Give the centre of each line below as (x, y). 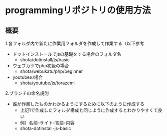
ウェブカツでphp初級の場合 (41, 65)
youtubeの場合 (28, 77)
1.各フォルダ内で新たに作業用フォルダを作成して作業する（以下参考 (75, 43)
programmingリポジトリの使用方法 (78, 10)
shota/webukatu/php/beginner (51, 71)
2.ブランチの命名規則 (27, 93)
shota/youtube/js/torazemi (47, 83)
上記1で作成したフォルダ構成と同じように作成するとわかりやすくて (89, 110)
